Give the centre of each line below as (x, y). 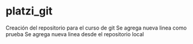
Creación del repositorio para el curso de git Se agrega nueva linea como (96, 28)
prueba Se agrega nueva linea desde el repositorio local (75, 34)
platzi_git (29, 11)
